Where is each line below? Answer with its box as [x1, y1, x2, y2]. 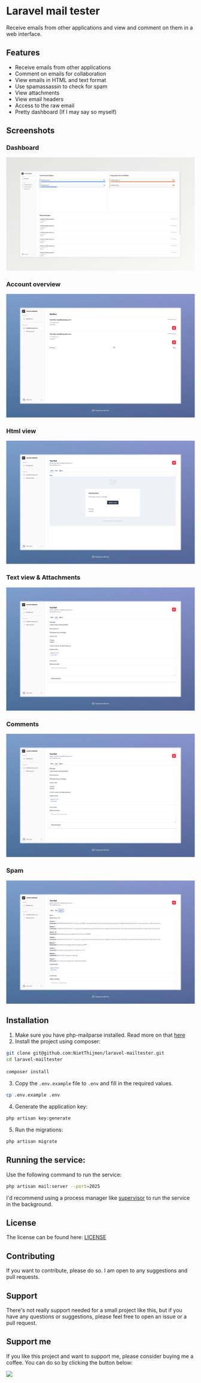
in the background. [6, 1200, 53, 1208]
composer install [6, 1069, 50, 1075]
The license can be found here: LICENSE [6, 1234, 106, 1241]
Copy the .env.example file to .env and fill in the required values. [14, 1080, 173, 1087]
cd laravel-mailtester [6, 1056, 63, 1063]
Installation [6, 1015, 49, 1025]
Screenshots [6, 126, 55, 136]
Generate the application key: [14, 1103, 88, 1110]
